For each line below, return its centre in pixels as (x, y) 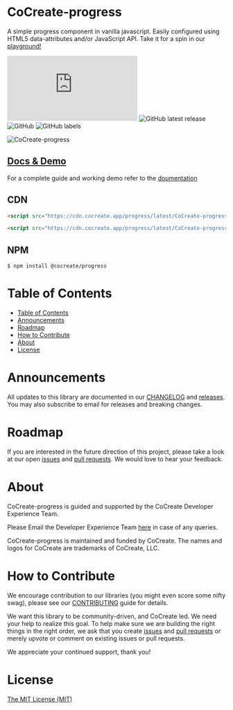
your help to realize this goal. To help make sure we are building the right (111, 623)
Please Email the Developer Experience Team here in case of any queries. (113, 527)
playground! (24, 46)
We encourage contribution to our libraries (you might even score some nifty (116, 595)
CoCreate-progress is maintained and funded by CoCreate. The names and (115, 540)
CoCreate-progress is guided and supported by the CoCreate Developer (110, 506)
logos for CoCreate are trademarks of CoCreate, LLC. (83, 548)
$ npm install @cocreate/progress (57, 266)
